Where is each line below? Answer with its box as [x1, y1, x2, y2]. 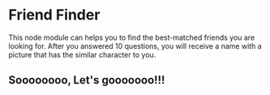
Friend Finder [8, 6, 101, 24]
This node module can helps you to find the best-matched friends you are [8, 32, 255, 42]
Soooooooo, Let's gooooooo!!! [8, 73, 165, 87]
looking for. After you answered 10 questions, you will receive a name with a [8, 41, 262, 50]
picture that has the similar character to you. [8, 50, 156, 59]
